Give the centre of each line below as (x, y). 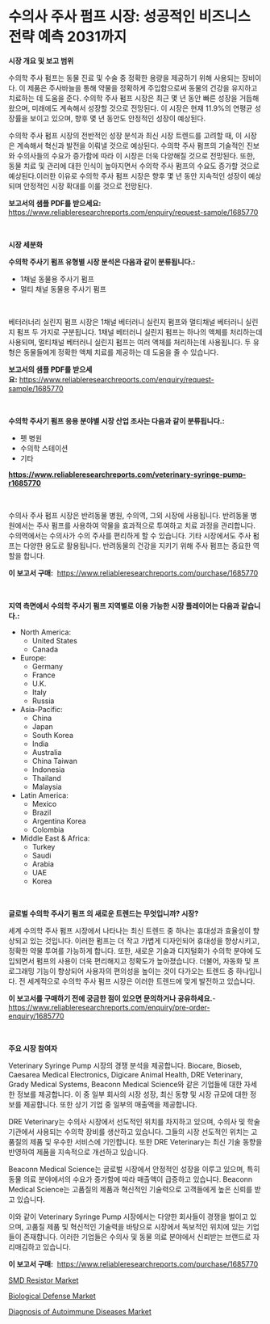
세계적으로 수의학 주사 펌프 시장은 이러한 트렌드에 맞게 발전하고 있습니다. (141, 981)
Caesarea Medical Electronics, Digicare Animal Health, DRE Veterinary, (126, 1074)
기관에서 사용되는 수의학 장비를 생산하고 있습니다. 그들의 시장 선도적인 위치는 (129, 1132)
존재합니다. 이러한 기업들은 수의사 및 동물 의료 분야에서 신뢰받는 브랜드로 (137, 1237)
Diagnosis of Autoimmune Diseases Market (80, 1311)
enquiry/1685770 (36, 1016)
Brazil (42, 812)
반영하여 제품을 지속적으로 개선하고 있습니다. (79, 1152)
